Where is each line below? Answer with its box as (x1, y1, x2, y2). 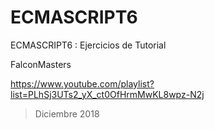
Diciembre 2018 (34, 107, 100, 120)
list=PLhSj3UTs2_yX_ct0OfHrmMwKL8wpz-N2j (10, 88, 205, 100)
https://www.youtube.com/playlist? (10, 77, 155, 90)
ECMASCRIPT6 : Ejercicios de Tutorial (10, 39, 167, 51)
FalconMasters (10, 58, 72, 70)
